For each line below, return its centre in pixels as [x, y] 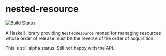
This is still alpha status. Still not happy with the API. [60, 48]
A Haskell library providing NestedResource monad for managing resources [83, 33]
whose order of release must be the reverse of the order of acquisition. [80, 38]
